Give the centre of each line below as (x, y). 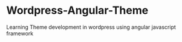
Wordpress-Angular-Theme (77, 10)
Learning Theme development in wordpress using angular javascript (91, 27)
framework (20, 33)
